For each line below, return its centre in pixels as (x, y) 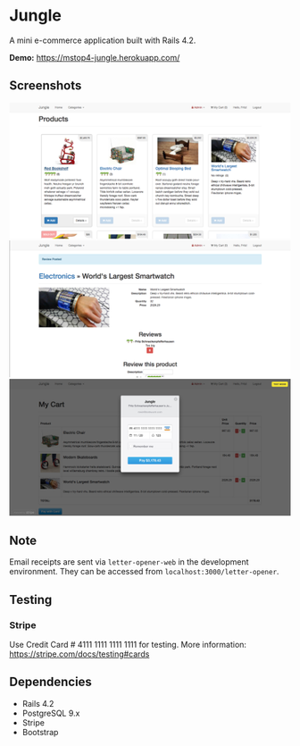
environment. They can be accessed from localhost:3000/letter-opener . (144, 572)
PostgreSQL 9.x (51, 713)
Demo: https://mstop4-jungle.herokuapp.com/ (95, 57)
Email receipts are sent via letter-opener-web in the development (129, 562)
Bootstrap (40, 732)
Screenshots (46, 86)
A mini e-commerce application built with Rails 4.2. (103, 40)
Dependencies (50, 682)
